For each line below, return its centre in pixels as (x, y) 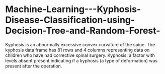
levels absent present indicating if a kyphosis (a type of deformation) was (81, 60)
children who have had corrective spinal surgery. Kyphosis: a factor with (80, 55)
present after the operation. (34, 66)
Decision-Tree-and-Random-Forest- (83, 31)
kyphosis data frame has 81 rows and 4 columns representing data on (77, 50)
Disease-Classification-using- (70, 20)
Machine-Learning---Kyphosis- (73, 9)
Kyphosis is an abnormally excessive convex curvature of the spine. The (80, 44)
